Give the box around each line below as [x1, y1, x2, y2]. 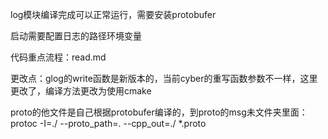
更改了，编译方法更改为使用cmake [10, 85, 152, 97]
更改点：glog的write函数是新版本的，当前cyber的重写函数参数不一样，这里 [10, 73, 318, 84]
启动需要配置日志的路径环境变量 [10, 30, 142, 42]
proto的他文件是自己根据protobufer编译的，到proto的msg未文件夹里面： [10, 106, 308, 118]
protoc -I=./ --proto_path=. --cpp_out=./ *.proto [10, 118, 207, 129]
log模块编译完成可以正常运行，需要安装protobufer [10, 9, 217, 20]
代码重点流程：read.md [10, 51, 107, 63]
